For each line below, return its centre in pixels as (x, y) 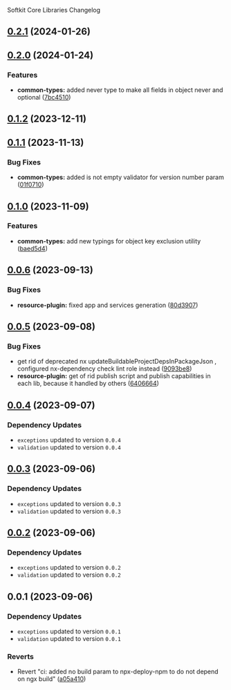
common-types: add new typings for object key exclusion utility (109, 241)
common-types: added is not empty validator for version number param (121, 177)
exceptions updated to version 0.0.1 (69, 631)
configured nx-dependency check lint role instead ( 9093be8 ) (104, 369)
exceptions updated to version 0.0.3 (69, 503)
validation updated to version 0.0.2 (69, 575)
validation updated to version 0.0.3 (69, 511)
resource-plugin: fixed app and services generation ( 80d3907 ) (108, 305)
